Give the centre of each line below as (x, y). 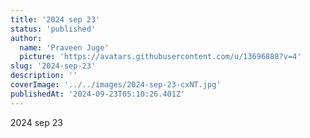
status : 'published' (53, 29)
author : (26, 38)
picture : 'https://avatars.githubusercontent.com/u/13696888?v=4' (160, 57)
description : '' (44, 76)
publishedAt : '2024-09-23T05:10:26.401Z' (98, 94)
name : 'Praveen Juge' (64, 47)
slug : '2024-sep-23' (53, 66)
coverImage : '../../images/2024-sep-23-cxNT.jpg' (116, 85)
